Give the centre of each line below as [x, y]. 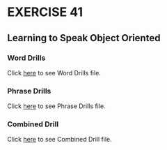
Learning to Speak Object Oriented [84, 38]
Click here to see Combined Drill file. [60, 140]
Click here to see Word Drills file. [54, 73]
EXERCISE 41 [45, 12]
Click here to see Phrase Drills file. [56, 106]
